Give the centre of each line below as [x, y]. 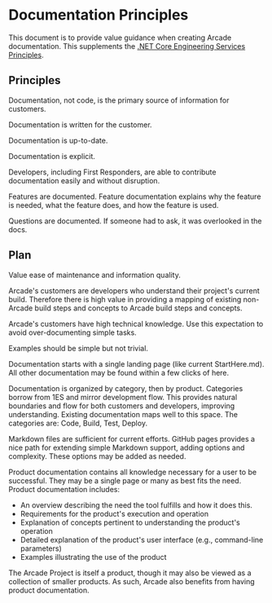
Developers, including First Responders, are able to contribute [112, 172]
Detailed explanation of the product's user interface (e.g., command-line [142, 539]
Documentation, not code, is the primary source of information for [119, 100]
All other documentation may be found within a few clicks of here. [119, 372]
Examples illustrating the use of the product [93, 557]
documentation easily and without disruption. [84, 180]
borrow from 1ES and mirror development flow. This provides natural [123, 397]
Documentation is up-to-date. [58, 140]
